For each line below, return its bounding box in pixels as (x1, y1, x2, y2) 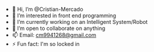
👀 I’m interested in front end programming (11, 12, 117, 19)
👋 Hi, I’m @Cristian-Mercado (11, 6, 83, 13)
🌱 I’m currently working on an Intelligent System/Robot (11, 19, 148, 25)
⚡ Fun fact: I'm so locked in (11, 41, 80, 47)
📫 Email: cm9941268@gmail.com (11, 32, 97, 38)
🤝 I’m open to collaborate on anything (11, 25, 106, 32)
